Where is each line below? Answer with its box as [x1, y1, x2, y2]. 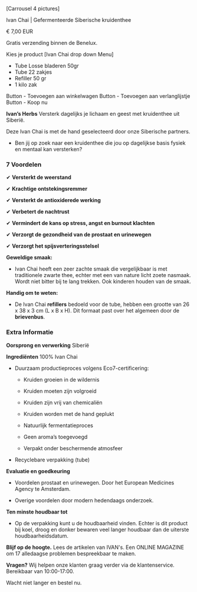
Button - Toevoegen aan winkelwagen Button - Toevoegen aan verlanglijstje [6, 93, 191, 99]
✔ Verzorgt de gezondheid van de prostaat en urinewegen [6, 231, 152, 238]
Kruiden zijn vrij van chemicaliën [23, 399, 103, 406]
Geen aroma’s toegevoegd [23, 433, 88, 440]
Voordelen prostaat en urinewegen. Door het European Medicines [14, 479, 175, 486]
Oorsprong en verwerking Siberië [6, 341, 90, 349]
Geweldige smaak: [6, 254, 53, 261]
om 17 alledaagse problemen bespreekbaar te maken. [6, 549, 136, 557]
